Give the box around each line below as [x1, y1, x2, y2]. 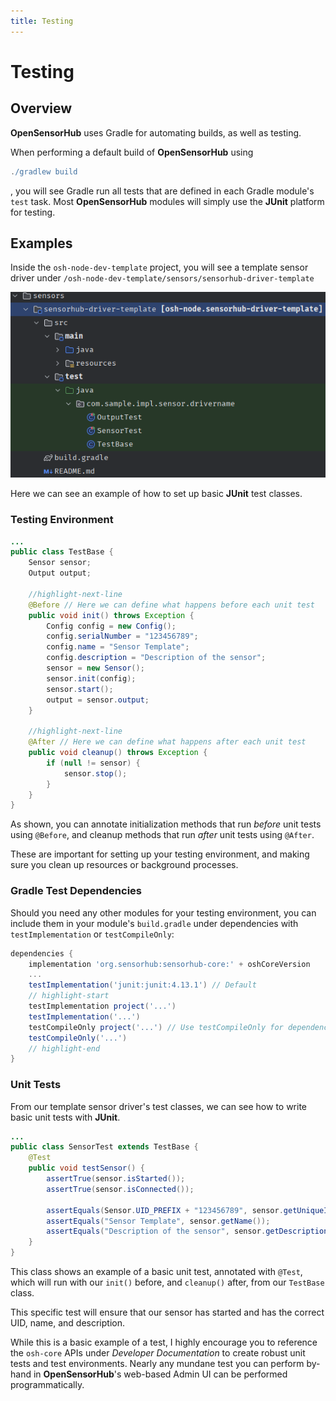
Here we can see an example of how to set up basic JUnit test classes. [10, 488, 303, 500]
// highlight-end [28, 1043, 101, 1054]
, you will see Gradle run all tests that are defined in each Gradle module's [10, 185, 315, 197]
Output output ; [28, 568, 92, 579]
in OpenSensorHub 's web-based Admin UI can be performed [33, 1368, 288, 1380]
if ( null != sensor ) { [46, 758, 141, 768]
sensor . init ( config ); [46, 673, 137, 684]
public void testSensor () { [28, 1163, 145, 1174]
